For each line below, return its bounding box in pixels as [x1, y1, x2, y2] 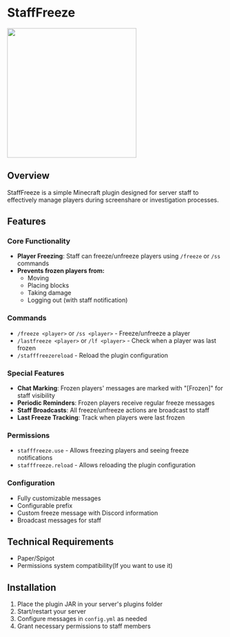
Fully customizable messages [17, 494, 101, 502]
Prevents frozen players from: [17, 267, 105, 275]
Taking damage [27, 289, 72, 297]
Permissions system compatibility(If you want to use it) [17, 562, 174, 570]
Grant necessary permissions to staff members [17, 622, 151, 630]
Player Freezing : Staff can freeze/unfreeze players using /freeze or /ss [17, 252, 221, 260]
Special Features [7, 368, 65, 378]
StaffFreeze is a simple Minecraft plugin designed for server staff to [7, 188, 199, 196]
